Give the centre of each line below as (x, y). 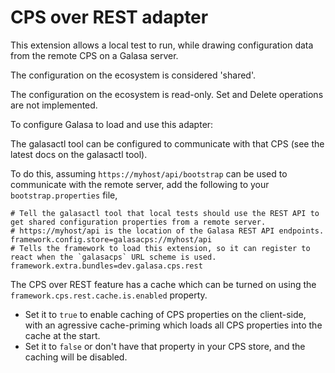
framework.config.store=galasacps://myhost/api (111, 239)
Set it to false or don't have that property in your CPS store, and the (165, 346)
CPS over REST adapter (109, 17)
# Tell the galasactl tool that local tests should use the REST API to (165, 213)
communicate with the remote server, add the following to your (140, 184)
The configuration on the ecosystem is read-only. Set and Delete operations (167, 94)
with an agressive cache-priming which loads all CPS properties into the (173, 325)
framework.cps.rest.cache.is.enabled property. (109, 295)
